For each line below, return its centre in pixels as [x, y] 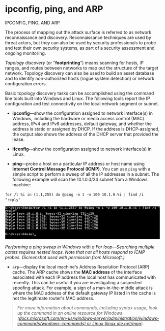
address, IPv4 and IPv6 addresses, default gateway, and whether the [82, 124]
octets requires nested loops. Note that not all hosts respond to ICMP [75, 252]
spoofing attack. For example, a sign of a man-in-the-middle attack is [82, 288]
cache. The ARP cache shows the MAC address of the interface [77, 272]
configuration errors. [26, 83]
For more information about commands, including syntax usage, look [87, 308]
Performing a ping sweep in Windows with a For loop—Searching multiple [80, 247]
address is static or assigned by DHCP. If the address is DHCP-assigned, [86, 129]
